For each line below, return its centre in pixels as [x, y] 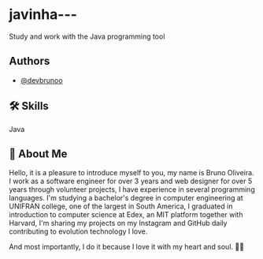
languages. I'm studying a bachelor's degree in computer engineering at [126, 198]
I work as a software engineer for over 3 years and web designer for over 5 [131, 181]
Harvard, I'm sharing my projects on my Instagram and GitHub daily [118, 223]
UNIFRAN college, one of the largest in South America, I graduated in [121, 206]
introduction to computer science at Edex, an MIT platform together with [126, 215]
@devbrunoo [41, 80]
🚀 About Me [38, 154]
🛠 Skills [29, 106]
